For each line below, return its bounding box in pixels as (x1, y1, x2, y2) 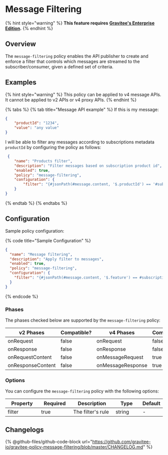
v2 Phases (19, 329, 45, 336)
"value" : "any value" (14, 125, 59, 130)
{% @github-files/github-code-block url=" (5, 439, 92, 445)
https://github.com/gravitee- (92, 439, 151, 445)
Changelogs (5, 426, 44, 434)
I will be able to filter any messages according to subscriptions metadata (5, 139, 155, 145)
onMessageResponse (96, 362, 147, 369)
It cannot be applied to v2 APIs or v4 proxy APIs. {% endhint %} (5, 96, 137, 103)
